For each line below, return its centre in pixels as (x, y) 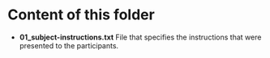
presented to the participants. (69, 45)
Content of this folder (81, 15)
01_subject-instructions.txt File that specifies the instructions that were (140, 37)
